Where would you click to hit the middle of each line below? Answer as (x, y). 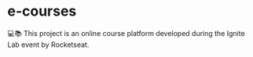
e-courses (42, 11)
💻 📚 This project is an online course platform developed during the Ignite (126, 33)
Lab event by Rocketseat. (48, 45)
